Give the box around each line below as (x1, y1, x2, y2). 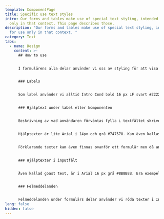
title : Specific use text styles (5, 12, 73, 17)
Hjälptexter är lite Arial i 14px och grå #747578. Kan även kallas (18, 131, 161, 136)
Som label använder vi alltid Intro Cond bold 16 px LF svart (18, 92, 147, 97)
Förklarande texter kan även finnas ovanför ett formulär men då (18, 145, 154, 149)
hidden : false (5, 206, 34, 211)
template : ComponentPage (5, 7, 56, 12)
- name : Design (9, 44, 41, 49)
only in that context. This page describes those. (9, 21, 115, 26)
